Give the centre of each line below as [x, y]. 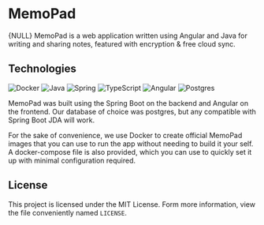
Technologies [43, 69]
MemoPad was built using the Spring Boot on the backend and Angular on [128, 103]
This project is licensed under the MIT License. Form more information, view [132, 204]
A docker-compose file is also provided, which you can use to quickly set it [130, 152]
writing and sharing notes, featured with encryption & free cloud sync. [122, 43]
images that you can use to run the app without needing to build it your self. [131, 144]
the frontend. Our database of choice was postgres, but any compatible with [132, 111]
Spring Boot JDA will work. [52, 120]
